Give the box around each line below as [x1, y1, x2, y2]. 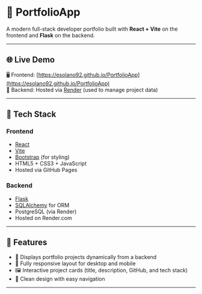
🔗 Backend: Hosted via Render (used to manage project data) [6, 86, 158, 93]
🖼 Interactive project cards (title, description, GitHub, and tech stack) [14, 266, 188, 274]
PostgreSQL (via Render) [14, 207, 77, 215]
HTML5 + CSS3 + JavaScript [14, 160, 87, 167]
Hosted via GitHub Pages [14, 167, 78, 174]
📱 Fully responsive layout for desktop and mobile [14, 260, 136, 267]
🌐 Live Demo [6, 55, 55, 65]
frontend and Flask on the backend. [6, 31, 95, 38]
